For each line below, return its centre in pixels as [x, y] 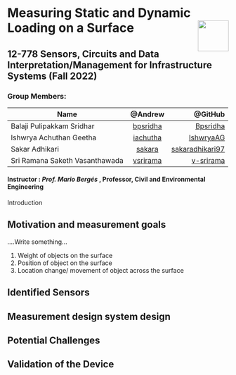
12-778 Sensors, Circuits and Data [83, 54]
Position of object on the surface [65, 263]
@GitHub [209, 114]
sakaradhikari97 [198, 149]
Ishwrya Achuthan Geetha [54, 137]
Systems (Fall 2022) [52, 76]
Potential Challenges [54, 341]
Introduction [25, 203]
